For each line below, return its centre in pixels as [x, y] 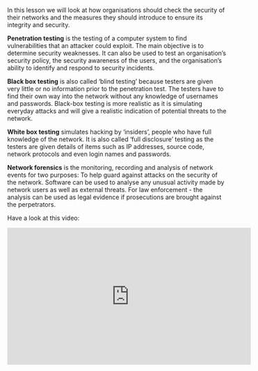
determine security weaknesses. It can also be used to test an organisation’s [117, 53]
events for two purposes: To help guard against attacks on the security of [112, 175]
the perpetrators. [32, 204]
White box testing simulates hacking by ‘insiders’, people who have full [110, 132]
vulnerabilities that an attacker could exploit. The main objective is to [105, 46]
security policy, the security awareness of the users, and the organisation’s [115, 61]
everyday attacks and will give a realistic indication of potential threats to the [117, 111]
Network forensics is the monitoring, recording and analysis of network [110, 167]
